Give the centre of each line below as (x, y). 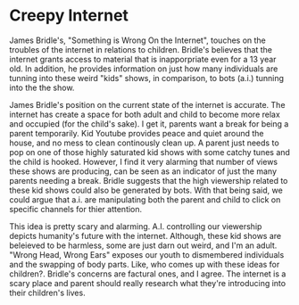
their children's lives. (48, 293)
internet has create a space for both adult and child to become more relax (145, 114)
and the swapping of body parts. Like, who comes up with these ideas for (145, 264)
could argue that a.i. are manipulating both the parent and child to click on (145, 199)
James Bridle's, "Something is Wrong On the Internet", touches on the (137, 40)
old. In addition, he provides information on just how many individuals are (144, 69)
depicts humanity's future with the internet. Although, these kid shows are (145, 235)
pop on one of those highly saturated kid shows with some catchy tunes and (149, 152)
